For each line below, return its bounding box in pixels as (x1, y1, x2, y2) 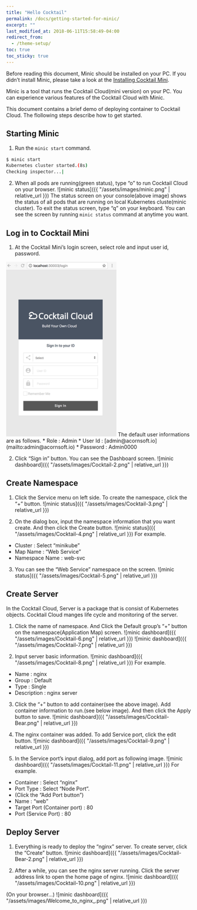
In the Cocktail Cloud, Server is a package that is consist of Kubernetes (6, 605, 179, 612)
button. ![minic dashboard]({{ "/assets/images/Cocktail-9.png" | (14, 737, 170, 744)
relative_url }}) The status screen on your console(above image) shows (14, 192, 187, 199)
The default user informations (117, 431, 190, 438)
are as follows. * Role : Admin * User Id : (6, 437, 103, 445)
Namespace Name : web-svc (14, 554, 85, 561)
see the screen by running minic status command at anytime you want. (14, 211, 189, 218)
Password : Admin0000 (80, 443, 137, 451)
